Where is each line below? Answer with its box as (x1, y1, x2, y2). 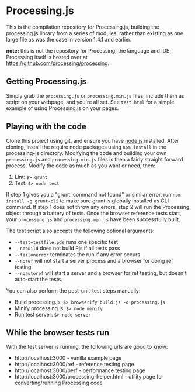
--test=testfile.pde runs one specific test (14, 238, 119, 245)
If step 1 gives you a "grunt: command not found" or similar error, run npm (6, 191, 181, 198)
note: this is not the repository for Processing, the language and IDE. (6, 47, 171, 54)
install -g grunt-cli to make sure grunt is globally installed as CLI (6, 197, 169, 204)
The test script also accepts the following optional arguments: (6, 227, 155, 234)
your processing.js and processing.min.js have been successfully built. (6, 215, 180, 223)
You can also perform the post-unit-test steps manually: (6, 287, 141, 294)
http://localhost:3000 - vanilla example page (14, 355, 122, 362)
